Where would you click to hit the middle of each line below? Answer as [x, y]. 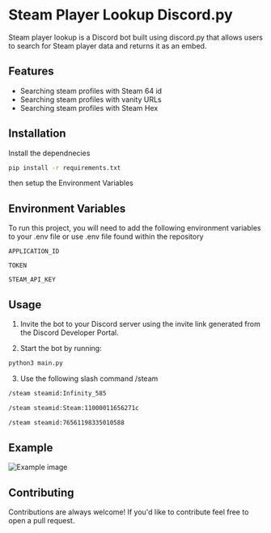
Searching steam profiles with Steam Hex [89, 108]
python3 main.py [36, 363]
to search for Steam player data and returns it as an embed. [108, 45]
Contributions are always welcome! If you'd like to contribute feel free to [129, 512]
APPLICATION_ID [34, 252]
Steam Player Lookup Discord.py [121, 15]
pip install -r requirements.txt [65, 167]
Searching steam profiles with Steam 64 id [91, 91]
